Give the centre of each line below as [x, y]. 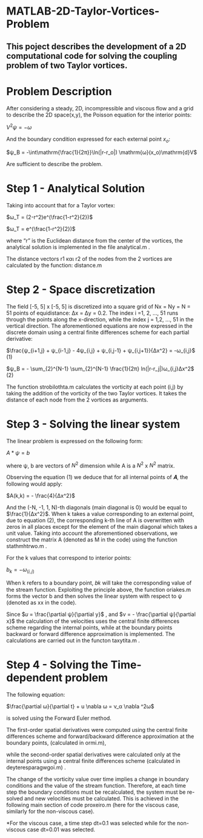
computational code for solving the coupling [92, 56]
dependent [35, 678]
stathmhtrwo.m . [27, 546]
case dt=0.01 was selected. [61, 830]
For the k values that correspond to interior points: [69, 558]
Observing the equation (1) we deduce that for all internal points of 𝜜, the [97, 477]
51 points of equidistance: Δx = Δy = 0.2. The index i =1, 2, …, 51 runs [92, 313]
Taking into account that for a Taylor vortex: [61, 205]
